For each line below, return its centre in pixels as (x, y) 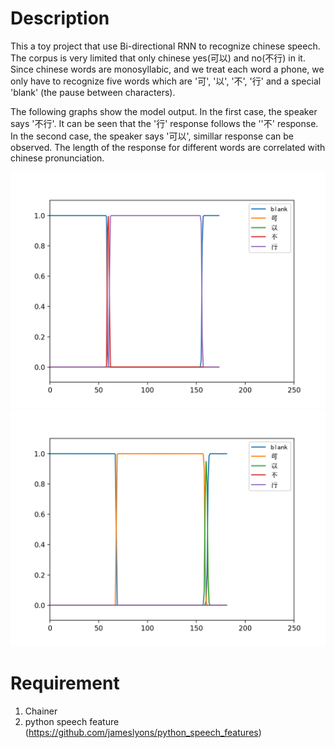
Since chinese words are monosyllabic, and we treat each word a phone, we (167, 69)
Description (60, 18)
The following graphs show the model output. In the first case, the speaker (164, 111)
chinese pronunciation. (57, 158)
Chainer (41, 711)
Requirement (65, 683)
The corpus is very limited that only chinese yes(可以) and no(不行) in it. (158, 58)
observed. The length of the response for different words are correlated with (168, 147)
